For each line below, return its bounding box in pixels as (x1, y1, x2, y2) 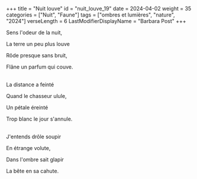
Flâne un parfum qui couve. (6, 63, 73, 70)
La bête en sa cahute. (6, 168, 59, 174)
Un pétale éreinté (6, 104, 49, 111)
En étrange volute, (6, 145, 51, 151)
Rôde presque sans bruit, (6, 52, 67, 58)
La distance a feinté (6, 81, 54, 88)
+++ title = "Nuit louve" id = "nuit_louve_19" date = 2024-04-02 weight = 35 (6, 5, 192, 12)
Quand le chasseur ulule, (6, 93, 67, 99)
